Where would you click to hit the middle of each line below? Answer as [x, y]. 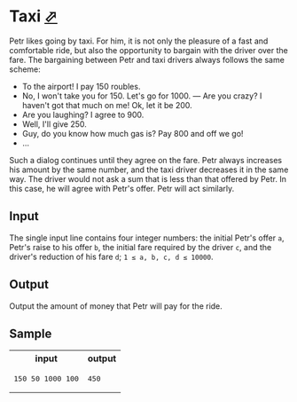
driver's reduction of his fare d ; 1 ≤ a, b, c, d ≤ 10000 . [111, 256]
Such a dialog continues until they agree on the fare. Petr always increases [145, 160]
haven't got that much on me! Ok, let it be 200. [107, 105]
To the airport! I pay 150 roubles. [81, 86]
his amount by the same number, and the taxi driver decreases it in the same [149, 169]
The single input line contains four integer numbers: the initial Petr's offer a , [147, 238]
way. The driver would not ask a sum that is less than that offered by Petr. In [148, 178]
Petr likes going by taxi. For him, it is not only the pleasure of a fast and [139, 41]
